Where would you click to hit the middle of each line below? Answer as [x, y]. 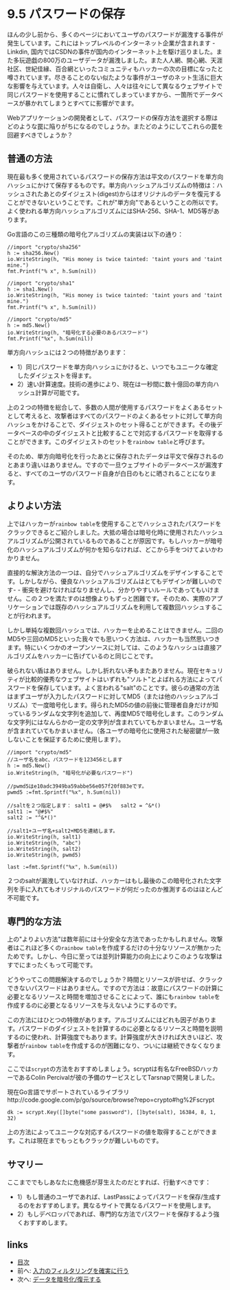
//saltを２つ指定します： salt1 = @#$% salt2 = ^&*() [84, 805]
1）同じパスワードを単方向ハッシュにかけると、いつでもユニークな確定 [117, 367]
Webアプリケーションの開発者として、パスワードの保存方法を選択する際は [113, 118]
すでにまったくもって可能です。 [52, 965]
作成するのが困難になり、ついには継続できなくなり [143, 1046]
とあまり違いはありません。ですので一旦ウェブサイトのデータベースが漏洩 [112, 465]
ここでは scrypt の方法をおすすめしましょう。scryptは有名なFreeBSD [104, 1069]
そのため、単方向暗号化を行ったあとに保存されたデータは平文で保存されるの [115, 456]
